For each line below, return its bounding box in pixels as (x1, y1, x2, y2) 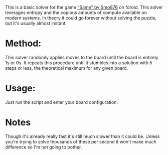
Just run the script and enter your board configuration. (5, 99, 118, 105)
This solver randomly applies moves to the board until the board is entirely (5, 54, 159, 60)
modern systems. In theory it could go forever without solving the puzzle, (5, 15, 157, 21)
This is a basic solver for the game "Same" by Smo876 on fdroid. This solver (5, 5, 163, 10)
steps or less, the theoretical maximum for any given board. (5, 65, 128, 71)
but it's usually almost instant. (5, 20, 67, 26)
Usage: (5, 83, 36, 94)
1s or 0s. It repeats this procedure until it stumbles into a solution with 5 (5, 60, 152, 66)
